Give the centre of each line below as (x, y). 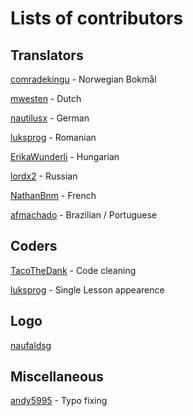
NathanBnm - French (53, 195)
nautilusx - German (50, 118)
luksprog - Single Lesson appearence (87, 289)
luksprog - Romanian (53, 137)
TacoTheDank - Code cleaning (73, 270)
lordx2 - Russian (44, 176)
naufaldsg (31, 345)
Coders (34, 246)
